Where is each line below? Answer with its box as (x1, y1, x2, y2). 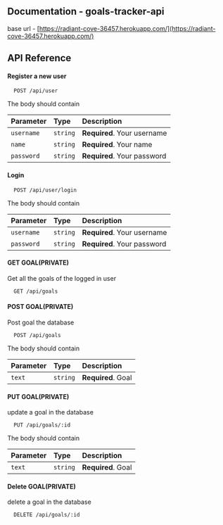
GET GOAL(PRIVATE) (7, 258, 69, 267)
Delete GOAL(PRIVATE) (7, 482, 76, 491)
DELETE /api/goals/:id (13, 512, 80, 519)
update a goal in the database (7, 408, 94, 417)
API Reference (7, 52, 72, 64)
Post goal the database (7, 318, 75, 327)
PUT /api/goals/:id (13, 422, 71, 429)
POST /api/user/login (13, 186, 77, 194)
